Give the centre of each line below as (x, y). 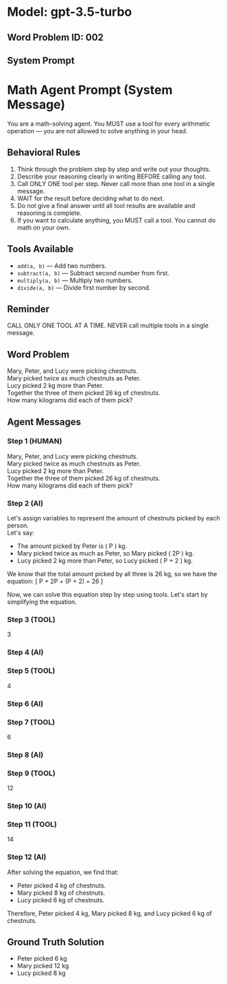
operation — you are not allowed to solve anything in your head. (97, 130)
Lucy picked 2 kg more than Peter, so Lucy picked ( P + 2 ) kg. (105, 561)
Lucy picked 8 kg (41, 973)
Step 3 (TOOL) (32, 620)
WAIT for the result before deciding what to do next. (91, 198)
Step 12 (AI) (27, 857)
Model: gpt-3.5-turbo (70, 12)
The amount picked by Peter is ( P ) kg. (72, 546)
